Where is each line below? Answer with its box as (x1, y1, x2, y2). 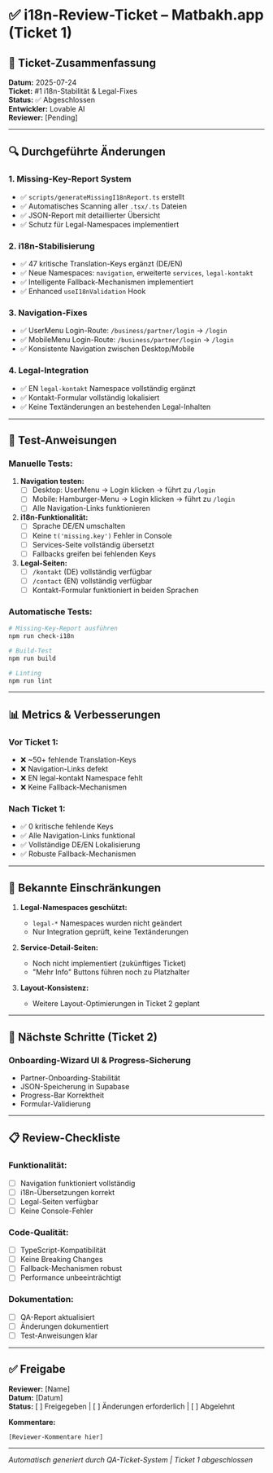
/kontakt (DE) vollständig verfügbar (32, 566, 153, 576)
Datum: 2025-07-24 (8, 77, 77, 87)
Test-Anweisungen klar (19, 1330, 98, 1340)
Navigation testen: (19, 477, 84, 486)
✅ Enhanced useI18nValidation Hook (19, 286, 146, 296)
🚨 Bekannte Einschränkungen (8, 881, 162, 895)
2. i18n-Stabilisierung (8, 240, 95, 252)
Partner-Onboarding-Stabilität (19, 1073, 120, 1083)
